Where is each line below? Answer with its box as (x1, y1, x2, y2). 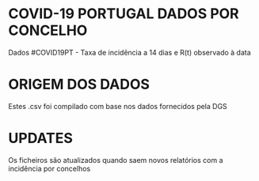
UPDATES (8, 130, 74, 147)
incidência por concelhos (8, 164, 91, 173)
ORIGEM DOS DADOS (8, 76, 150, 93)
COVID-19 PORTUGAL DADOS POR (8, 5, 239, 23)
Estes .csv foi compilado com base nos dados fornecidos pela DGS (8, 101, 227, 111)
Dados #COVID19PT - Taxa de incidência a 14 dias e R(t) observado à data (8, 47, 251, 57)
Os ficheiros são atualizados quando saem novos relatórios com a (8, 155, 223, 164)
